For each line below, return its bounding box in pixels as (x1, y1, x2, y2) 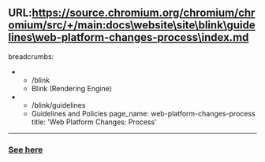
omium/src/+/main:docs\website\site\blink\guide (8, 19, 256, 32)
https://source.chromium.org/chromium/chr (32, 6, 256, 20)
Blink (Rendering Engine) (31, 83, 113, 93)
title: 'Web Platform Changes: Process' (31, 117, 158, 127)
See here (8, 144, 43, 155)
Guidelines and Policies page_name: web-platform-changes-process (31, 109, 256, 118)
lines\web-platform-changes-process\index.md (8, 31, 249, 44)
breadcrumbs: (8, 51, 54, 61)
